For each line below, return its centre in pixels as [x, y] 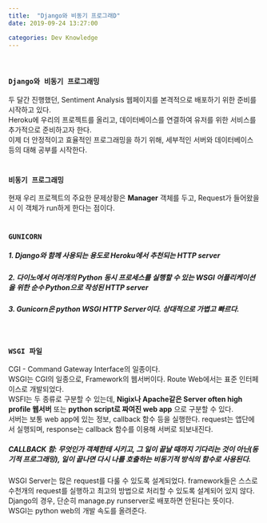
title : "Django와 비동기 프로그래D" [64, 16]
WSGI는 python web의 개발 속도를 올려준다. [78, 510]
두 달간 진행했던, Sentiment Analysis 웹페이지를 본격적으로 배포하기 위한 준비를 [133, 99]
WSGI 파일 [25, 351]
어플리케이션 [236, 277]
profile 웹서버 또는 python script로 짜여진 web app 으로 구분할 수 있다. [121, 408]
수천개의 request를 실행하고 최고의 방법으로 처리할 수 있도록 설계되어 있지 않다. [132, 490]
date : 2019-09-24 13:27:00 [53, 23]
